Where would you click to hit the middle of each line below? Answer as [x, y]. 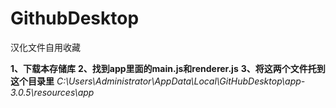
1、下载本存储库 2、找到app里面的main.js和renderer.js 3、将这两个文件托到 [168, 68]
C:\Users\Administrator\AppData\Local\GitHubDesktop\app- [181, 81]
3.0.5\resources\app [52, 92]
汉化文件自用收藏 [45, 47]
